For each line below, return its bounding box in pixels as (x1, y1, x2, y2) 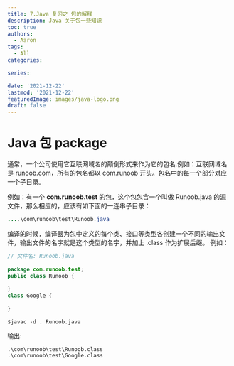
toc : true (7, 23, 37, 31)
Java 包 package (7, 135, 107, 151)
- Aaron (14, 37, 37, 44)
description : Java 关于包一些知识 (7, 17, 102, 24)
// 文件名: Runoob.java (7, 252, 75, 259)
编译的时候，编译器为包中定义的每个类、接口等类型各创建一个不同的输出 (7, 229, 219, 238)
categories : (7, 57, 43, 64)
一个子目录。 (7, 178, 45, 186)
